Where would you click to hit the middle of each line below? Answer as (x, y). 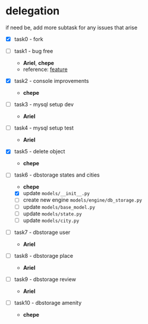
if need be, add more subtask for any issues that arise (72, 27)
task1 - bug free (34, 51)
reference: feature (45, 69)
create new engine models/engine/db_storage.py (82, 200)
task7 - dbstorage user (42, 232)
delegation (33, 11)
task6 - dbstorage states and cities (57, 175)
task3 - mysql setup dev (44, 104)
